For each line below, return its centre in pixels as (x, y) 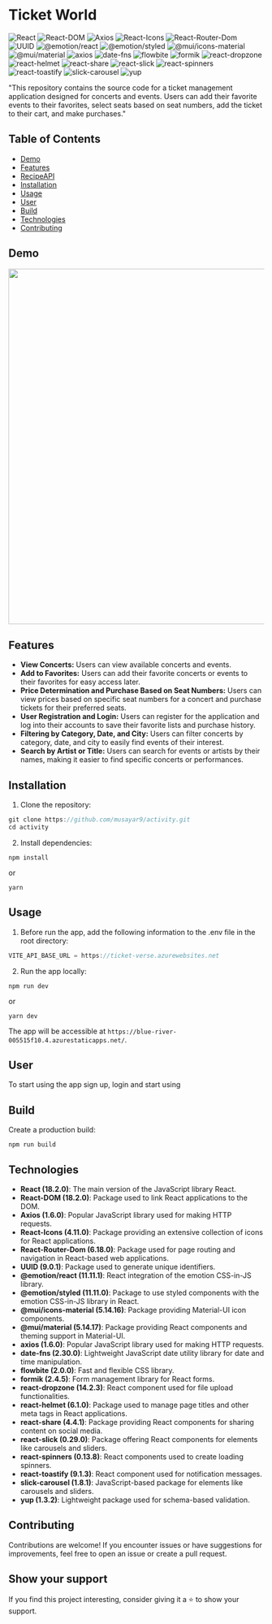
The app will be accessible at (57, 1031)
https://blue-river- (142, 1032)
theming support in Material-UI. (73, 1336)
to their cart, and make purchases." (67, 113)
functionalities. (45, 1397)
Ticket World (53, 15)
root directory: (44, 941)
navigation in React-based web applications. (94, 1258)
